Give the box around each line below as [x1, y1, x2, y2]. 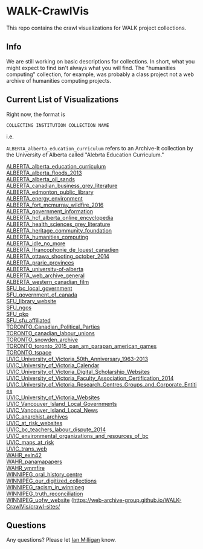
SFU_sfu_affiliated [6, 316, 51, 324]
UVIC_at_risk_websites [6, 419, 63, 426]
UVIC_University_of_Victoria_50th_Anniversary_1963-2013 [6, 355, 149, 362]
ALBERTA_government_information [6, 207, 94, 215]
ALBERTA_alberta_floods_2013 [6, 169, 82, 176]
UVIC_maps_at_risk [6, 438, 54, 446]
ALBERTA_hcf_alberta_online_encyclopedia [6, 214, 114, 221]
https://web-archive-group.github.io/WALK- [72, 496, 182, 504]
